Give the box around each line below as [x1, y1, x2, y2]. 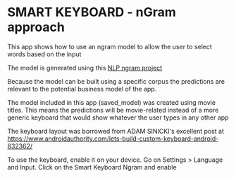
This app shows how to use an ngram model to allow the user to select [7, 42, 213, 51]
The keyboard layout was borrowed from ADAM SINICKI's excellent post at [7, 127, 224, 135]
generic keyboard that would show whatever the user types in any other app [7, 113, 229, 122]
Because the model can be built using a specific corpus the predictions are [7, 77, 225, 85]
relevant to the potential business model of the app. [7, 84, 157, 93]
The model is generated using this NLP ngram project [7, 63, 163, 72]
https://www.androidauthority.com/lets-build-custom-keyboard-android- [7, 134, 219, 143]
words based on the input [7, 50, 82, 58]
